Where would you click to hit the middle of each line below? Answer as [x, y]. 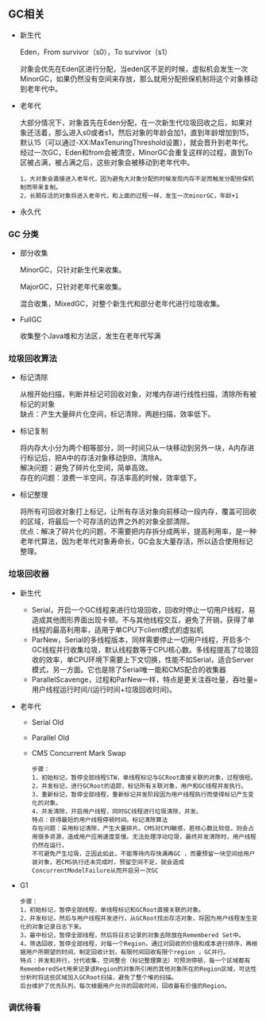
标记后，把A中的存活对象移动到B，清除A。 [96, 458]
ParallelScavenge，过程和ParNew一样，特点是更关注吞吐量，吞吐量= [145, 679]
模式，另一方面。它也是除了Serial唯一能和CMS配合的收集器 [129, 669]
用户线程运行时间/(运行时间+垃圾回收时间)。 [104, 689]
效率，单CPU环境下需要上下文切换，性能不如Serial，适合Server [150, 660]
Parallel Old [50, 738]
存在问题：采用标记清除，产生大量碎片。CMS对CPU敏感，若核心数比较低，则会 [140, 828]
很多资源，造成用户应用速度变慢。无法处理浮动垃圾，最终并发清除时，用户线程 [147, 837]
